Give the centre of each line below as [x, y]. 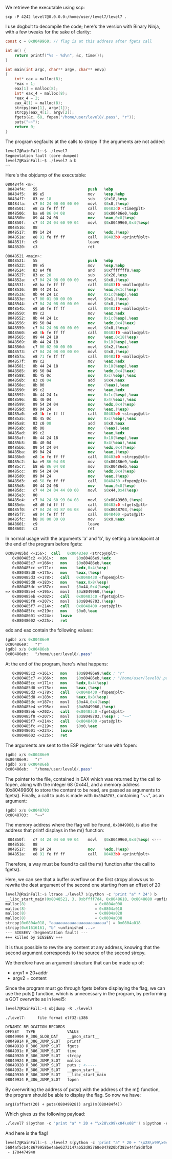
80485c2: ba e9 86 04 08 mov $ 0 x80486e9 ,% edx [73, 462]
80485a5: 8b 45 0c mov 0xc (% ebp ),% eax [72, 419]
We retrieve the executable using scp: [45, 7]
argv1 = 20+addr [30, 973]
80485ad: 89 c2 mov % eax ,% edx [66, 433]
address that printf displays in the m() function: [55, 830]
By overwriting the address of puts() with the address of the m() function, [83, 1089]
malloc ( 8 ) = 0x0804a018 [64, 909]
